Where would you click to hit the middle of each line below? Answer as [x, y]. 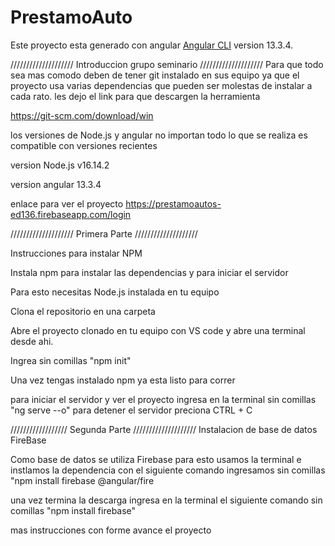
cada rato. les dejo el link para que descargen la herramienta [135, 96]
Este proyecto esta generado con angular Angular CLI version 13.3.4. [152, 45]
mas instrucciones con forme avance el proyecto [111, 530]
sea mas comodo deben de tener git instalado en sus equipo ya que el [155, 75]
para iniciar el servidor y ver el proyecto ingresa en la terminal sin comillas [163, 399]
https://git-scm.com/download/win [82, 115]
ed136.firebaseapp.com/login [71, 214]
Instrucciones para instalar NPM [76, 253]
